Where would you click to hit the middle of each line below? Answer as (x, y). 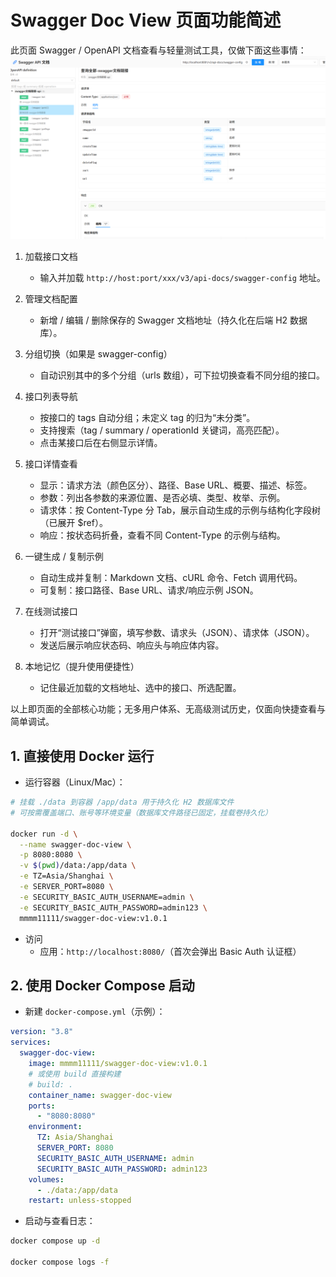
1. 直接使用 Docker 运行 (82, 756)
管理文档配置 (51, 299)
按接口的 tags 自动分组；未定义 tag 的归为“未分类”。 (147, 418)
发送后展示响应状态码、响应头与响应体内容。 (132, 645)
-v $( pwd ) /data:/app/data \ (78, 866)
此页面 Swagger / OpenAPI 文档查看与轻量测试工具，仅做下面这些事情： (158, 50)
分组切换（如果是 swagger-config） (98, 354)
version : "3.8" (42, 1032)
